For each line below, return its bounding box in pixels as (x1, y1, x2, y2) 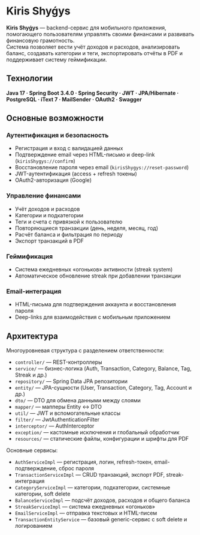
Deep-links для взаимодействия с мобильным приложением (14, 313, 171, 321)
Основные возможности (6, 113, 104, 124)
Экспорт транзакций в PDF (14, 237, 84, 244)
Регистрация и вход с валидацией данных (14, 145, 123, 152)
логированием (14, 522, 53, 530)
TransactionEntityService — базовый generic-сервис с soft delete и (14, 516, 187, 523)
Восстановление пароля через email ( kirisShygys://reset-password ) (14, 164, 189, 171)
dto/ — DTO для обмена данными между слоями (14, 397, 141, 404)
